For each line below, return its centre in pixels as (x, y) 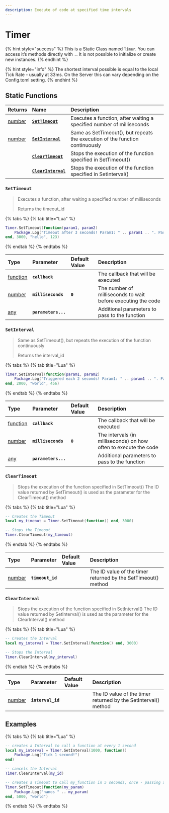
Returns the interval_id (41, 355)
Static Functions (31, 95)
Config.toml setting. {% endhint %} (41, 80)
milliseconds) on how (123, 441)
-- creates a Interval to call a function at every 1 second (71, 746)
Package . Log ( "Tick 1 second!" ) (47, 755)
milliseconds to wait (121, 295)
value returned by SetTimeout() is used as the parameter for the (83, 492)
